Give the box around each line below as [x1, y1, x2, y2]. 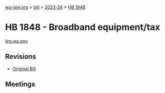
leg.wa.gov [5, 38, 28, 44]
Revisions [5, 52, 36, 61]
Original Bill [12, 66, 36, 72]
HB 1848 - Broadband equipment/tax [5, 22, 161, 33]
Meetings [5, 80, 36, 89]
